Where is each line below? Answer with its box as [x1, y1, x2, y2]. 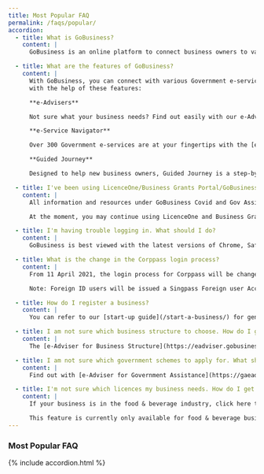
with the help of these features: [28, 84, 143, 92]
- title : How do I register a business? [15, 298, 149, 307]
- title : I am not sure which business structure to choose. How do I [15, 328, 251, 335]
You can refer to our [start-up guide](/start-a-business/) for [28, 313, 244, 321]
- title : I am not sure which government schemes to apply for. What [15, 356, 247, 365]
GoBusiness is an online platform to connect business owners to [28, 48, 247, 56]
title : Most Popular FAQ [8, 11, 90, 20]
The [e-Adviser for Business [28, 342, 125, 350]
